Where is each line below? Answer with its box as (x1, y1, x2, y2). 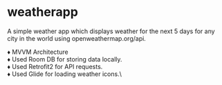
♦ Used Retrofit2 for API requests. (7, 62, 103, 70)
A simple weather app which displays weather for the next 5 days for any (7, 27, 216, 35)
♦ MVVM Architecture (7, 48, 68, 56)
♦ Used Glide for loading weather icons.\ (7, 70, 122, 78)
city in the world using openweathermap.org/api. (7, 34, 147, 42)
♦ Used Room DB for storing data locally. (7, 55, 122, 63)
